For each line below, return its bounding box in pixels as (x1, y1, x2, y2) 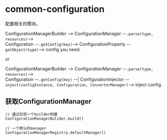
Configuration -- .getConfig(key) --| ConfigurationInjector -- (5, 76, 129, 82)
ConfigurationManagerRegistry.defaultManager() (5, 130, 106, 135)
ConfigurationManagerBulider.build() (5, 116, 84, 121)
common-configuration (5, 3, 105, 15)
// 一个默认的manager (5, 126, 46, 131)
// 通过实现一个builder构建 (5, 112, 57, 117)
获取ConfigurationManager (5, 97, 91, 106)
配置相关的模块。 (5, 20, 40, 26)
